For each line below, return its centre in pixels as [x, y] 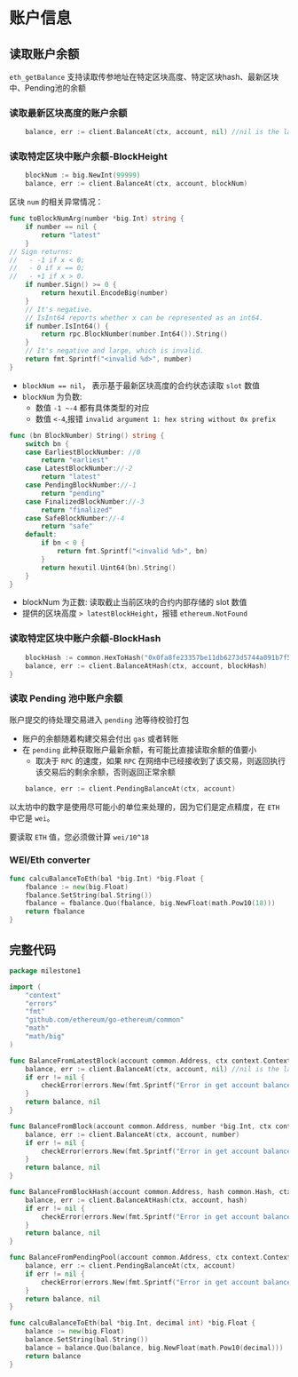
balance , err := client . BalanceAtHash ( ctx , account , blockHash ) [146, 666]
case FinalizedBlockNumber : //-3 [85, 501]
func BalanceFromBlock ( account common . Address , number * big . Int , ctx [141, 1126]
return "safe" [67, 526]
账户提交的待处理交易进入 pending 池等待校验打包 [99, 720]
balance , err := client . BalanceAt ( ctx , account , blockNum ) [137, 184]
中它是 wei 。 [32, 817]
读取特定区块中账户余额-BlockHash [85, 639]
